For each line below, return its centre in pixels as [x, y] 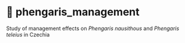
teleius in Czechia [28, 34]
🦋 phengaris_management [73, 12]
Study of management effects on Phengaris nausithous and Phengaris [93, 28]
